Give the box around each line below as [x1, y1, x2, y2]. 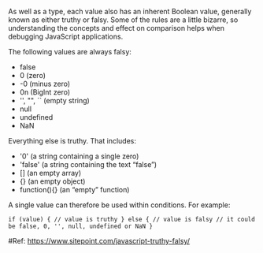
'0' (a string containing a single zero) [19, 151, 139, 161]
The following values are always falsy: [8, 47, 132, 56]
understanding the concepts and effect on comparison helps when [8, 24, 225, 32]
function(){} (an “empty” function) [19, 185, 130, 194]
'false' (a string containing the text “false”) [19, 160, 157, 169]
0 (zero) [19, 71, 46, 80]
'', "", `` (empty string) [19, 96, 91, 105]
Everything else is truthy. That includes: [8, 136, 136, 145]
